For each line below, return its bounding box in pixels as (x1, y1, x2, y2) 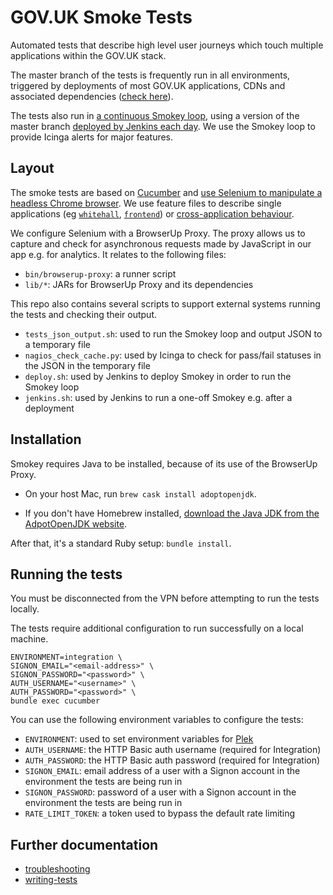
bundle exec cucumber (10, 696, 101, 706)
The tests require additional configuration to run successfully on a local (10, 622, 304, 635)
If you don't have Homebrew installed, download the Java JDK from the (24, 507, 320, 519)
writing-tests (24, 874, 78, 886)
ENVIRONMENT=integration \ (10, 652, 123, 663)
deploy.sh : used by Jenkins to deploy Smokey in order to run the (24, 370, 292, 382)
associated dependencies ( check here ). (10, 90, 174, 102)
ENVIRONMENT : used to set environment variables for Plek (24, 733, 254, 745)
